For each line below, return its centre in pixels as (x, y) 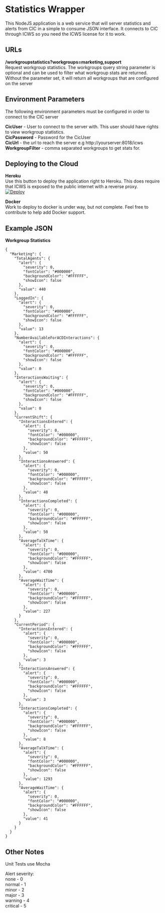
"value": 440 (32, 289)
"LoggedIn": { (29, 298)
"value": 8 (35, 740)
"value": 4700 (38, 572)
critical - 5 (16, 906)
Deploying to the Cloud (42, 164)
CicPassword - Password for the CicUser (48, 137)
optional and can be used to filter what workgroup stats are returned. (76, 73)
